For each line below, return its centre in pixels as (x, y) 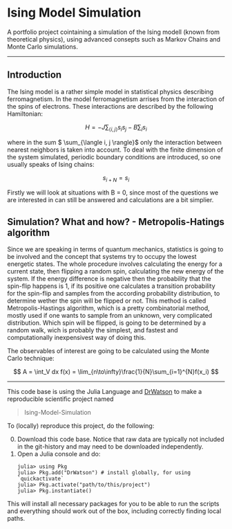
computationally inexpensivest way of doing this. (77, 338)
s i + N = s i (116, 178)
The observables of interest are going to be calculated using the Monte (108, 351)
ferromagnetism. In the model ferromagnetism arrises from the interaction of (116, 99)
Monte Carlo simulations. (42, 46)
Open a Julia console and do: (59, 454)
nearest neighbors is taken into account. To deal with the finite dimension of (115, 150)
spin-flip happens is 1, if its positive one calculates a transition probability (111, 286)
